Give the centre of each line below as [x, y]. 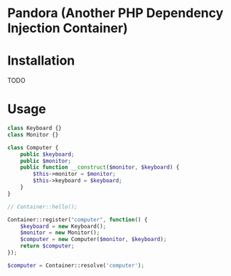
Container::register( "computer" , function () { [77, 219]
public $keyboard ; [47, 154]
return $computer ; [47, 246]
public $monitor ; [46, 161]
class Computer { [33, 147]
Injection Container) [68, 28]
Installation [41, 61]
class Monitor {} [33, 134]
